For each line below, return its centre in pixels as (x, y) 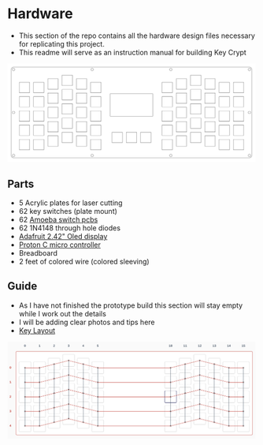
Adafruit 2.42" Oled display (63, 237)
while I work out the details (63, 313)
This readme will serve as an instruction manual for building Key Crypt (133, 52)
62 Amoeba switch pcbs (58, 220)
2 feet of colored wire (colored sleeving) (84, 262)
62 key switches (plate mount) (68, 211)
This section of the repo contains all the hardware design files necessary (137, 36)
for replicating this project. (62, 43)
